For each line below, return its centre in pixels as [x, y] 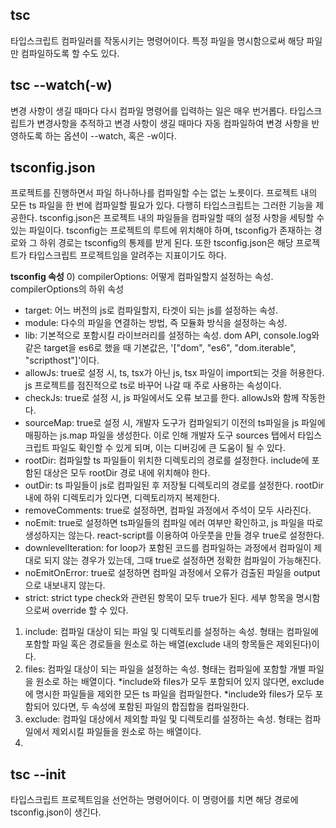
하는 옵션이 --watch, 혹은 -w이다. [111, 135]
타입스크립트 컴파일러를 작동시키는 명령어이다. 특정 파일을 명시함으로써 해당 [157, 40]
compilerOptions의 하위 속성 [67, 289]
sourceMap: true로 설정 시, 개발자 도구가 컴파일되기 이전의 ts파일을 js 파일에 [175, 423]
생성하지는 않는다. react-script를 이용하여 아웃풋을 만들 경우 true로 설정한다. [174, 535]
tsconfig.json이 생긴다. [56, 812]
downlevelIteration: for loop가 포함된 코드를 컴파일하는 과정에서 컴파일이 [168, 548]
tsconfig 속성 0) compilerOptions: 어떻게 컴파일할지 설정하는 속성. [142, 277]
